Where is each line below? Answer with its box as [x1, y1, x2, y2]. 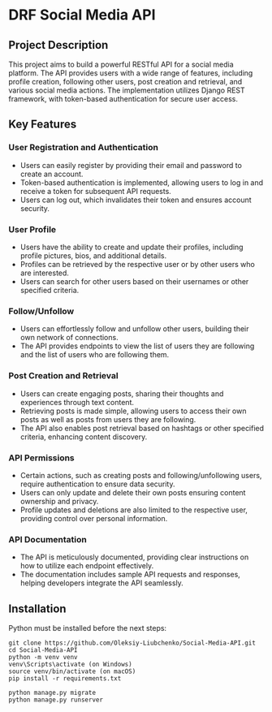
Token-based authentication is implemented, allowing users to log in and [19, 177, 264, 188]
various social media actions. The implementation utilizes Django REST [8, 85, 245, 95]
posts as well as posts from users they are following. [19, 414, 196, 424]
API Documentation [8, 533, 88, 545]
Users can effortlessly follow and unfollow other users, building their [19, 324, 249, 334]
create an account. [19, 169, 84, 179]
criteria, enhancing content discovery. [19, 432, 148, 442]
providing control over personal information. [19, 513, 168, 523]
